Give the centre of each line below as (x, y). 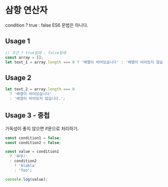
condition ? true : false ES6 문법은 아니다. (47, 25)
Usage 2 (18, 77)
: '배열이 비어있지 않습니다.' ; (37, 98)
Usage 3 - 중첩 (27, 116)
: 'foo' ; (23, 170)
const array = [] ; (24, 57)
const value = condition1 (32, 152)
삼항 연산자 (26, 10)
